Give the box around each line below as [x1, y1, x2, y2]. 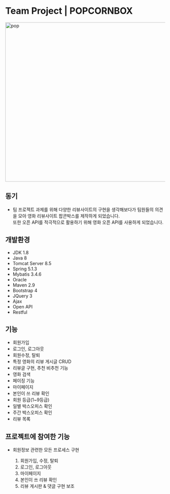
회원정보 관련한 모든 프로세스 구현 [12, 447, 80, 453]
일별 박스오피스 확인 [12, 403, 52, 409]
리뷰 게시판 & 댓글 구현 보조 [20, 483, 75, 489]
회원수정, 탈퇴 [12, 352, 41, 358]
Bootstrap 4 [12, 287, 38, 293]
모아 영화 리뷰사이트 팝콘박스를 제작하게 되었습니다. [18, 213, 120, 219]
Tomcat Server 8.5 [12, 260, 52, 266]
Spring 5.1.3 [12, 266, 37, 272]
